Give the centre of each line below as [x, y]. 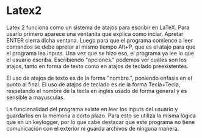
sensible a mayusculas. [36, 97]
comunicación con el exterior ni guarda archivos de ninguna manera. [93, 128]
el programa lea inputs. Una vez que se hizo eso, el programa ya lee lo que [100, 53]
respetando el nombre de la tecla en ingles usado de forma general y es [97, 91]
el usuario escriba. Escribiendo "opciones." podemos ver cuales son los [97, 60]
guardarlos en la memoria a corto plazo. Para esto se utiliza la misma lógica [101, 116]
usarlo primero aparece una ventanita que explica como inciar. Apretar [95, 33]
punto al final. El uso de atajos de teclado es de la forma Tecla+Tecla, [93, 84]
